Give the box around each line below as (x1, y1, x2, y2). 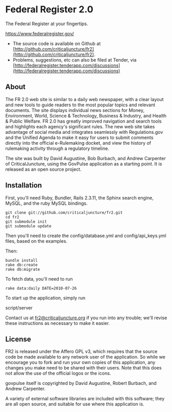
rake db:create (5, 262, 38, 267)
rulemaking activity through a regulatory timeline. (5, 145, 109, 151)
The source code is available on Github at (12, 40, 101, 47)
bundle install (5, 258, 38, 263)
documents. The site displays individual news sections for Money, (5, 107, 145, 113)
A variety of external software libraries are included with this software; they (5, 396, 165, 402)
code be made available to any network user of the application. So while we (5, 354, 166, 360)
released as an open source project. (5, 166, 82, 172)
